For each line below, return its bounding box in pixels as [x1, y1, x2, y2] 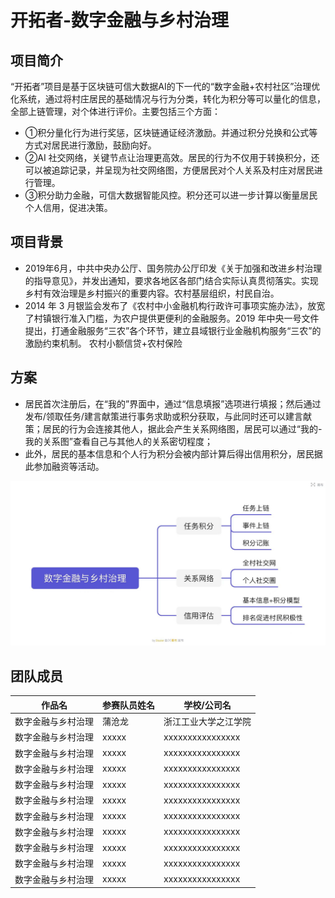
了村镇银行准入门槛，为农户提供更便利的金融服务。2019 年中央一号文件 [24, 312, 320, 324]
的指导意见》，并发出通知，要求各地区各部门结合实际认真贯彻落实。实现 [24, 274, 319, 286]
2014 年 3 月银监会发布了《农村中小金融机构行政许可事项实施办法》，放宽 [24, 299, 326, 311]
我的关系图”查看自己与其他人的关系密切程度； [24, 435, 213, 447]
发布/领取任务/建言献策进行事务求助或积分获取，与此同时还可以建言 [24, 410, 303, 422]
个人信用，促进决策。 [24, 202, 113, 213]
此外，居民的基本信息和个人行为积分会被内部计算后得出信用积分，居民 [24, 447, 315, 460]
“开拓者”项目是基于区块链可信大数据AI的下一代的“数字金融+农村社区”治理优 [10, 81, 321, 92]
